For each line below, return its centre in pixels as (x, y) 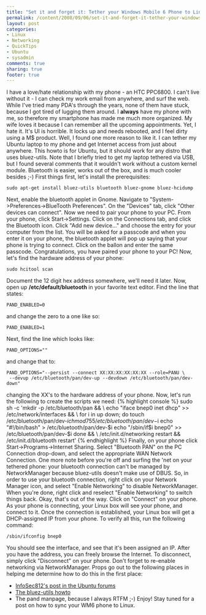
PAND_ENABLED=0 (26, 305)
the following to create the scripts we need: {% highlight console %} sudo (100, 402)
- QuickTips (21, 47)
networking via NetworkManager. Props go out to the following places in (98, 567)
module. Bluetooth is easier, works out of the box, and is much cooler (94, 170)
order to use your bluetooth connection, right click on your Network (92, 479)
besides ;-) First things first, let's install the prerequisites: (78, 177)
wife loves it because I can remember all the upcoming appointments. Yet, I (101, 125)
